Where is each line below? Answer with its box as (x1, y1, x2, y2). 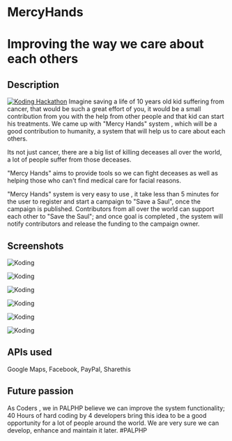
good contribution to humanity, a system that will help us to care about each (7, 127, 226, 136)
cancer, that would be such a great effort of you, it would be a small (7, 105, 201, 113)
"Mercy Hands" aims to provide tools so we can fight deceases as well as (7, 169, 218, 178)
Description (7, 78, 59, 91)
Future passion (7, 385, 74, 397)
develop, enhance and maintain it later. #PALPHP (7, 426, 148, 434)
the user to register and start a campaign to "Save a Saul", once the (7, 197, 201, 206)
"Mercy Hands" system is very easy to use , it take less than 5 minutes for (7, 190, 219, 198)
